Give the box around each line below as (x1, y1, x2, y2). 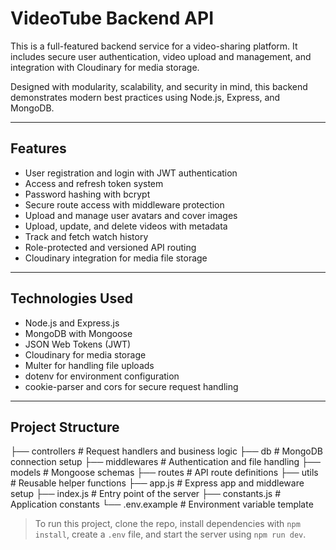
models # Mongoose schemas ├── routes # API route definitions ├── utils (10, 467, 319, 479)
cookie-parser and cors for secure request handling (24, 380, 239, 392)
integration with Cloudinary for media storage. (10, 61, 200, 73)
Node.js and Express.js (24, 317, 120, 329)
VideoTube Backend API (10, 7, 214, 30)
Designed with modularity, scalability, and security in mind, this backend (10, 80, 308, 92)
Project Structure (10, 418, 120, 436)
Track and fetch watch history (24, 230, 149, 242)
